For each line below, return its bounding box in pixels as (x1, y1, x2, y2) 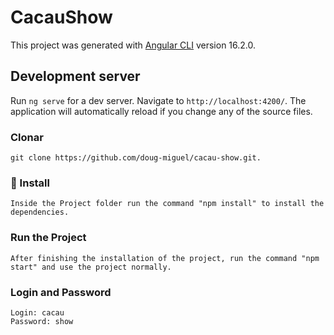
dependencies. (10, 207, 70, 218)
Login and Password (10, 285, 112, 299)
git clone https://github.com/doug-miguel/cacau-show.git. (10, 153, 262, 163)
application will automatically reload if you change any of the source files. (10, 105, 313, 117)
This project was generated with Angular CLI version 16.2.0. (10, 39, 257, 51)
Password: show (10, 316, 74, 326)
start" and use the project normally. (10, 262, 172, 272)
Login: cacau (10, 307, 65, 318)
